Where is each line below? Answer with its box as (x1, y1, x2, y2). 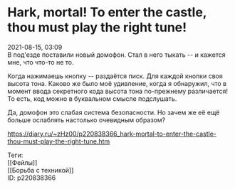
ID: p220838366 (7, 173, 56, 182)
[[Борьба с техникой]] (7, 166, 74, 174)
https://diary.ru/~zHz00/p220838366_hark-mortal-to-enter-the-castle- (7, 129, 217, 138)
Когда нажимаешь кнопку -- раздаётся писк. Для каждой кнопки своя (7, 72, 223, 80)
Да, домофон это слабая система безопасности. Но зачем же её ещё (7, 108, 220, 117)
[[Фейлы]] (7, 158, 38, 167)
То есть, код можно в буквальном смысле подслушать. (7, 94, 177, 103)
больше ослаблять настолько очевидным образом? (7, 115, 166, 124)
